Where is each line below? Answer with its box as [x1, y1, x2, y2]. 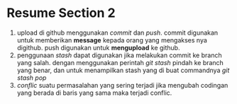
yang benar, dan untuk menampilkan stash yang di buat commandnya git [16, 66, 230, 74]
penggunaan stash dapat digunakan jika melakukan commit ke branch [16, 51, 222, 59]
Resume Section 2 [6, 5, 116, 21]
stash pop [16, 73, 47, 82]
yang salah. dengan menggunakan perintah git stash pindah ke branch [16, 58, 224, 67]
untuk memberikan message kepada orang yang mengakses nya [16, 35, 207, 44]
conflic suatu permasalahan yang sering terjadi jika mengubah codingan [16, 81, 228, 89]
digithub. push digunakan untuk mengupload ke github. [16, 43, 180, 52]
